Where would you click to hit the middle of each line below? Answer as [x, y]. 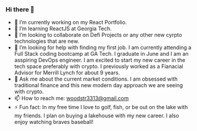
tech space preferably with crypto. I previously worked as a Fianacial [98, 66]
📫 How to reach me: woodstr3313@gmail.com [71, 98]
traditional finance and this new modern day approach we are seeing [98, 85]
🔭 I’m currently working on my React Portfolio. [71, 23]
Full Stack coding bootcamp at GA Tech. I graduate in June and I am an [101, 54]
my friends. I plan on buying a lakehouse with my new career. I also [96, 116]
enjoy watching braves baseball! [54, 122]
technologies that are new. [47, 41]
